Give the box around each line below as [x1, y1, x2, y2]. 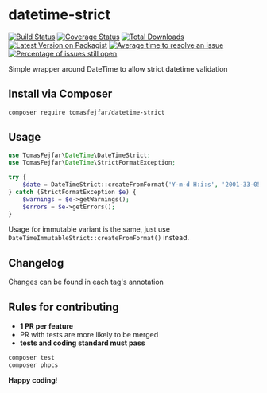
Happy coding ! [8, 375, 58, 385]
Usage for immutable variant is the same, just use [8, 224, 171, 234]
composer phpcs [8, 360, 59, 369]
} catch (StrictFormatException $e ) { [8, 188, 137, 196]
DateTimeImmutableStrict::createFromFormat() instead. [8, 233, 190, 243]
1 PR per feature [19, 321, 74, 331]
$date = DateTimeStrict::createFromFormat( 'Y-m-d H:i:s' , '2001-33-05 [22, 181, 261, 189]
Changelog [8, 256, 64, 270]
